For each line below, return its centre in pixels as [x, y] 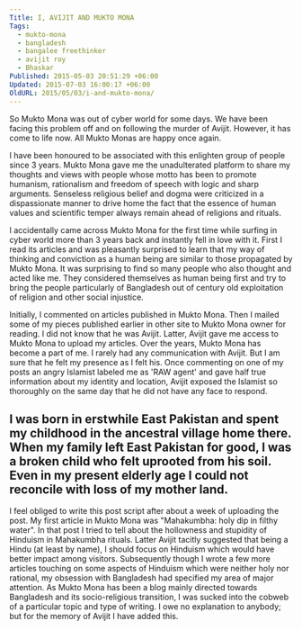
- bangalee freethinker [62, 51]
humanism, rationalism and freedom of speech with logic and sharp [134, 184]
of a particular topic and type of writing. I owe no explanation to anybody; [145, 607]
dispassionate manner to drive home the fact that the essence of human [143, 202]
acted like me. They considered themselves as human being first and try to [148, 278]
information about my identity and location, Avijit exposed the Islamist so [144, 381]
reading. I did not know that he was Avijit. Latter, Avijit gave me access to [144, 333]
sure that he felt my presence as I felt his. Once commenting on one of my [147, 362]
